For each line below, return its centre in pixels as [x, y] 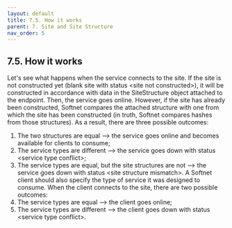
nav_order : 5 [26, 33]
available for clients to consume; [64, 143]
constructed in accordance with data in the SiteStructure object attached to [115, 93]
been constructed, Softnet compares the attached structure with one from [113, 108]
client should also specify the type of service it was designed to [108, 180]
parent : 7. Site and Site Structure [60, 26]
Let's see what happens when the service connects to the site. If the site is [114, 78]
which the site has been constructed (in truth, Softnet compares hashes [110, 115]
